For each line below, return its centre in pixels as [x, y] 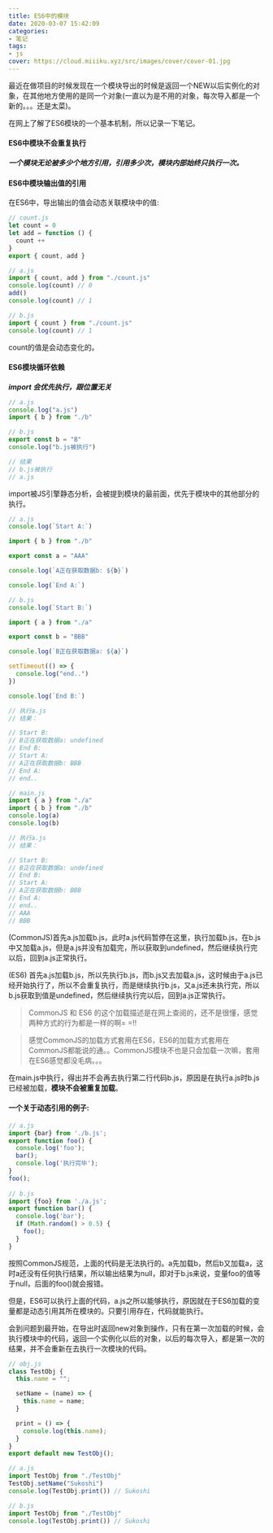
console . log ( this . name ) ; [65, 1431]
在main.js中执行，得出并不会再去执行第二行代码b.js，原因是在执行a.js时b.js [134, 1078]
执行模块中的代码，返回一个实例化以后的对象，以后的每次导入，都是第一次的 [136, 1338]
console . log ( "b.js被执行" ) [52, 447]
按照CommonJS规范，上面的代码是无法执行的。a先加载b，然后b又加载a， [132, 1263]
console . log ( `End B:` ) [47, 696]
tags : [17, 46]
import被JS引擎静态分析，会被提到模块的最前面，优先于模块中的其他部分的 [134, 494]
